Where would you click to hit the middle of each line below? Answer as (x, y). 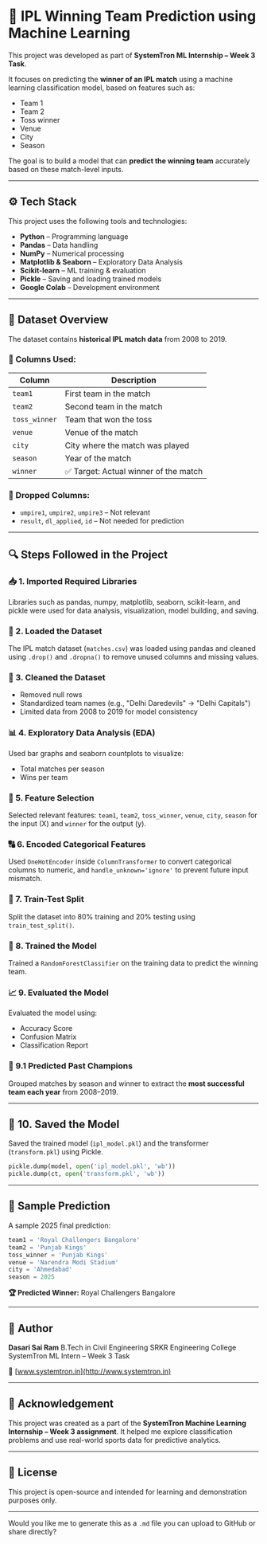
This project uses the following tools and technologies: (98, 221)
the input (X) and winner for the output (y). (77, 824)
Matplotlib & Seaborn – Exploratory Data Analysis (101, 261)
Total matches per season (62, 769)
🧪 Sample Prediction (60, 1206)
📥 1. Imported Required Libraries (73, 582)
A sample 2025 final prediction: (60, 1225)
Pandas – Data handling (59, 245)
